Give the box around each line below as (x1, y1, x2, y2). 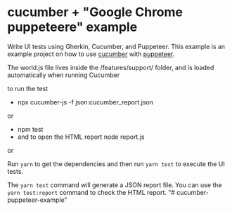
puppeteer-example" (7, 196, 68, 204)
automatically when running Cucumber (7, 71, 120, 79)
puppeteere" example (7, 19, 138, 35)
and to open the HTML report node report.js (17, 132, 146, 141)
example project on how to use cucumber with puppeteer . (7, 50, 175, 58)
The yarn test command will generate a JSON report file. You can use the (7, 180, 223, 189)
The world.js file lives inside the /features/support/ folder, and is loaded (7, 63, 214, 72)
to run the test (7, 84, 49, 93)
